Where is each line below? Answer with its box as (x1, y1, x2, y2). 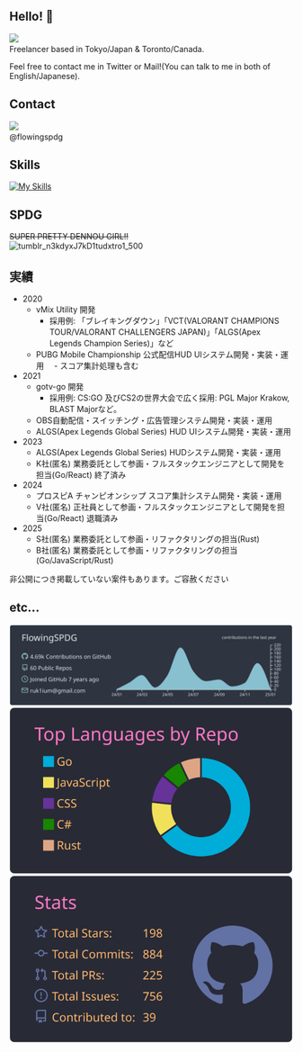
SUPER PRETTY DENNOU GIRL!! (9, 231, 129, 242)
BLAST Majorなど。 (49, 404, 121, 415)
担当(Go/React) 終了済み (35, 470, 127, 481)
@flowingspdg (9, 131, 64, 142)
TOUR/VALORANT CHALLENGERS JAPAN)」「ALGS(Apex (49, 327, 261, 337)
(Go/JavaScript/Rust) (35, 555, 114, 566)
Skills (9, 157, 40, 173)
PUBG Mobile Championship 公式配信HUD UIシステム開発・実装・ (35, 349, 281, 360)
